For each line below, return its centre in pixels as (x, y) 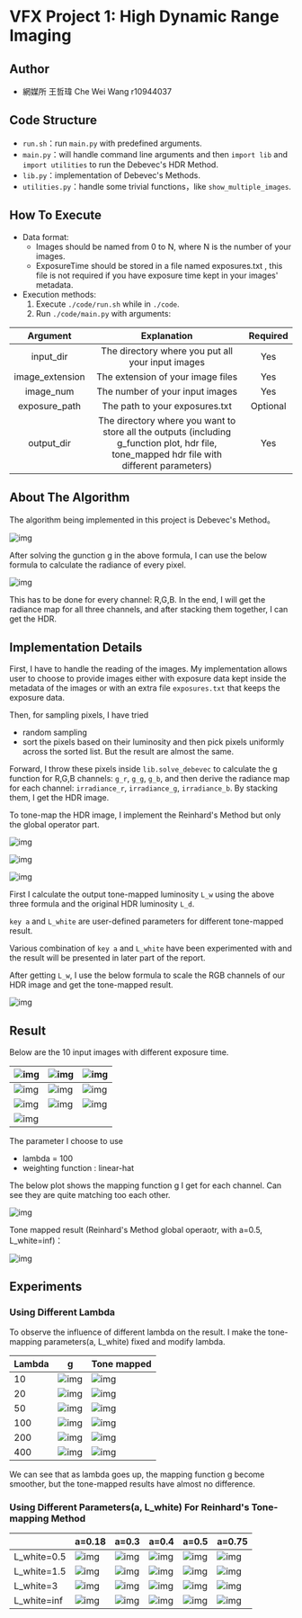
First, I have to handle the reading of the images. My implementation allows (148, 669)
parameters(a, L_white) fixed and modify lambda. (135, 1341)
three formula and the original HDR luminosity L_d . (102, 904)
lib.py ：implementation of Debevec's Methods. (111, 175)
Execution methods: (59, 294)
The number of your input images (167, 391)
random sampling (55, 733)
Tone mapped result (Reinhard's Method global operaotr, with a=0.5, (136, 1230)
